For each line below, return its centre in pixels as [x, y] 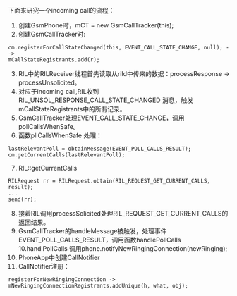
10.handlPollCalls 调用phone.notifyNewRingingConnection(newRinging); [123, 248]
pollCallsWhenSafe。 [49, 127]
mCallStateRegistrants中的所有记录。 [72, 109]
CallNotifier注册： [44, 266]
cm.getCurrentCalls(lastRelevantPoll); [67, 155]
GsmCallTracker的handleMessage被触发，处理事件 [92, 231]
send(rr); [23, 199]
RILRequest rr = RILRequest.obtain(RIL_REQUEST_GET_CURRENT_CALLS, [109, 181]
